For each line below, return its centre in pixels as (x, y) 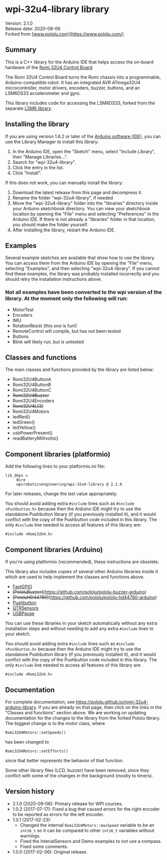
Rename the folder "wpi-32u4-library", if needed (63, 198)
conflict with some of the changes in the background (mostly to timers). (79, 775)
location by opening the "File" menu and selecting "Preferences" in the (86, 214)
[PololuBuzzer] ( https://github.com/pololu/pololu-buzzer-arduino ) (79, 592)
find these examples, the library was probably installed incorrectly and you (82, 274)
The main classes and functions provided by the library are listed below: (80, 370)
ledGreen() (24, 422)
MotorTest (23, 310)
